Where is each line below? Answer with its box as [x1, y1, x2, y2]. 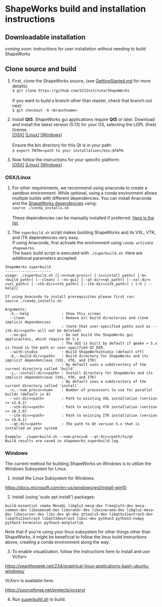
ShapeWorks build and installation [5, 3, 146, 15]
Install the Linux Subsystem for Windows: [12, 475, 95, 481]
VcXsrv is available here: [5, 578, 54, 584]
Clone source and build [5, 65, 77, 73]
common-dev [5, 508, 27, 512]
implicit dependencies [5, 320, 51, 325]
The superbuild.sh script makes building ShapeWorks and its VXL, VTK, [12, 229, 156, 236]
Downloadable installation [5, 33, 86, 41]
